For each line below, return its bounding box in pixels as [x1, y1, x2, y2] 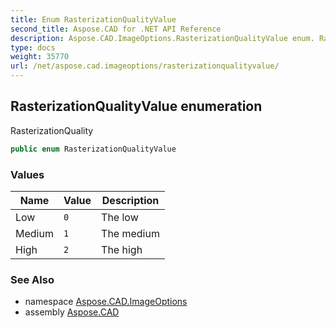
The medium [101, 226, 160, 240]
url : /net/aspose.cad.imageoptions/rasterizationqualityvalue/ [10, 61, 280, 71]
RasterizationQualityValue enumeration [10, 98, 263, 115]
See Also [10, 272, 55, 286]
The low [101, 210, 139, 224]
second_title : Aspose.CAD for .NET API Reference [10, 24, 222, 34]
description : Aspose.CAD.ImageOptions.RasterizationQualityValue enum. [10, 33, 315, 43]
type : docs [10, 42, 56, 53]
